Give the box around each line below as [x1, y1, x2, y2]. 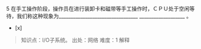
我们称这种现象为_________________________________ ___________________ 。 [16, 12, 192, 19]
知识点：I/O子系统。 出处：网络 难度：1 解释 [20, 37, 130, 43]
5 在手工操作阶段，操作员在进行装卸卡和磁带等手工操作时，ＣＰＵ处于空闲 [6, 5, 190, 12]
